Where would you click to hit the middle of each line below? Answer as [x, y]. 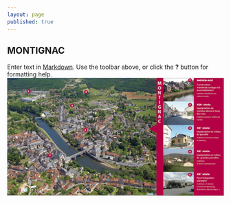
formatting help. [30, 74]
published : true [30, 22]
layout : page [26, 14]
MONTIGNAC [36, 51]
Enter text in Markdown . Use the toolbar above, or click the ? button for [108, 67]
